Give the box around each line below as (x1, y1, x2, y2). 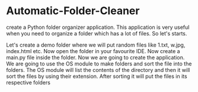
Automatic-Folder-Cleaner (6, 4, 140, 18)
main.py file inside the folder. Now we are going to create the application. (6, 54, 185, 61)
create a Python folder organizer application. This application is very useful (6, 24, 190, 31)
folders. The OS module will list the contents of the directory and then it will (6, 66, 190, 73)
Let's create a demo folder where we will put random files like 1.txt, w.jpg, (6, 41, 186, 48)
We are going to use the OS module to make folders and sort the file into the (6, 60, 192, 67)
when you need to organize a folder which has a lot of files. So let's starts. (6, 29, 187, 37)
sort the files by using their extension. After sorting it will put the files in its (6, 73, 188, 80)
